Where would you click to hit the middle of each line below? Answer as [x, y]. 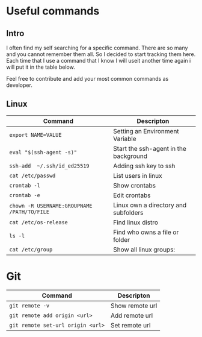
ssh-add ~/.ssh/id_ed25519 [49, 166]
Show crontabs [135, 185]
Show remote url [134, 306]
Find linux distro [136, 222]
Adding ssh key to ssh [144, 166]
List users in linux [138, 175]
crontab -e [25, 195]
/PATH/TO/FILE [29, 212]
